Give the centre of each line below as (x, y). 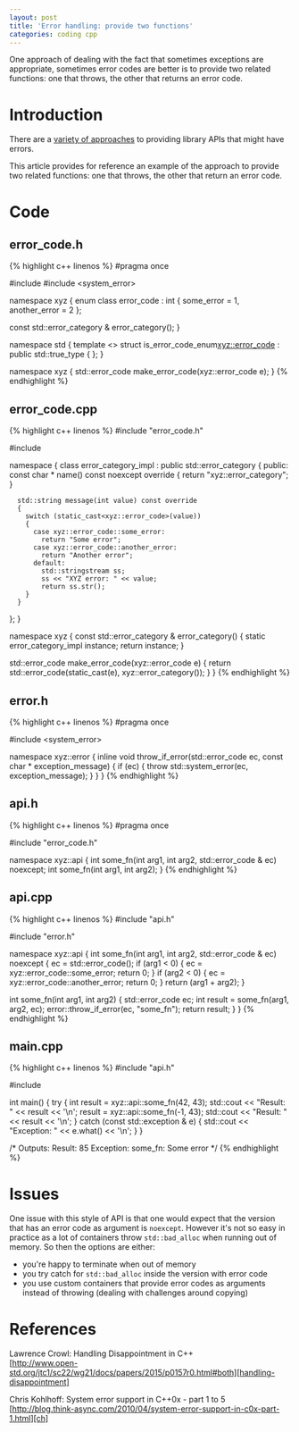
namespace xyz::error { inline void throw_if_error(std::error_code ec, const (146, 757)
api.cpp (31, 897)
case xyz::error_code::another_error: (105, 548)
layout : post (33, 17)
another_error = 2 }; (46, 310)
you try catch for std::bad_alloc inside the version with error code (145, 1274)
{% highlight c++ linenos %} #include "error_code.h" (106, 431)
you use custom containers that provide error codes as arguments (144, 1284)
